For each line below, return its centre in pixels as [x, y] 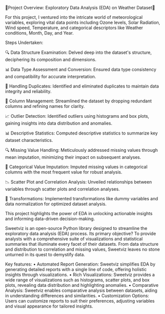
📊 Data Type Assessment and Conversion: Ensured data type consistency [81, 69]
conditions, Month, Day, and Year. [40, 33]
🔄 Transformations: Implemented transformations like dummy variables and [82, 199]
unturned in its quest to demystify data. [45, 254]
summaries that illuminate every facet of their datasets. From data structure [82, 244]
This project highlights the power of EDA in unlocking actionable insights [79, 213]
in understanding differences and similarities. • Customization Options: [77, 296]
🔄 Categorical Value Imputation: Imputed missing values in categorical [76, 167]
